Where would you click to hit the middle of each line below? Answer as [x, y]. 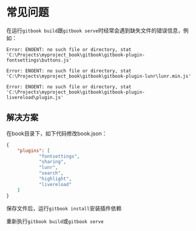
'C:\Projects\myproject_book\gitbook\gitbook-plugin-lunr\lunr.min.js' [99, 76]
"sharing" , [52, 162]
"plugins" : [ [34, 150]
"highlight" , [55, 179]
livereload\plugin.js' [35, 97]
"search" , [51, 173]
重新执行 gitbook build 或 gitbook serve [55, 221]
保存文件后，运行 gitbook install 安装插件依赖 [64, 208]
